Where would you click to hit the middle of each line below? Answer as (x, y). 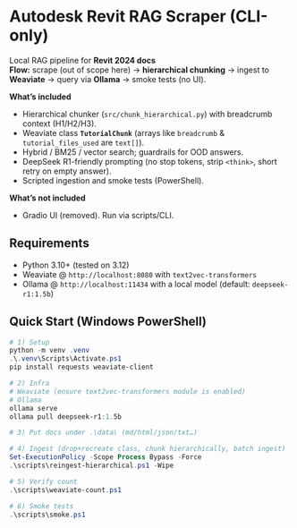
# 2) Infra (30, 383)
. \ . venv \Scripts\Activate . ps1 (66, 359)
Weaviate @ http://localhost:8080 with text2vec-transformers (140, 274)
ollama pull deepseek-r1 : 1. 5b (66, 417)
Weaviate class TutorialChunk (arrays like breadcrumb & (123, 132)
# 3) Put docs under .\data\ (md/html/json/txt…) (104, 433)
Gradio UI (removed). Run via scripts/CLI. (98, 215)
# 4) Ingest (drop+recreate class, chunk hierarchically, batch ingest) (148, 449)
